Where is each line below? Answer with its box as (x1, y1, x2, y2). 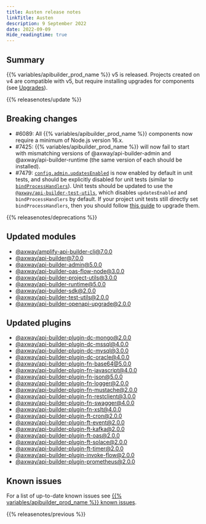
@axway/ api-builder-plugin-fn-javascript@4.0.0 (15, 367, 137, 374)
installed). (15, 162, 41, 170)
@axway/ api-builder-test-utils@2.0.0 (15, 293, 109, 301)
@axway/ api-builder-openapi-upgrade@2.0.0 (15, 300, 131, 307)
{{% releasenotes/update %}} (6, 96, 82, 103)
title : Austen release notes (6, 9, 81, 15)
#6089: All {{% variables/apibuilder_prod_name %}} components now (15, 130, 193, 137)
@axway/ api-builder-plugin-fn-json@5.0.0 (15, 373, 123, 381)
